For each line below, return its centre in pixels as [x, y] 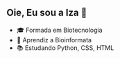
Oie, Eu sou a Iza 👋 [47, 13]
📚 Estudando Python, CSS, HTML [65, 48]
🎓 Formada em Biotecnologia [59, 30]
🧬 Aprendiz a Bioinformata [54, 40]
